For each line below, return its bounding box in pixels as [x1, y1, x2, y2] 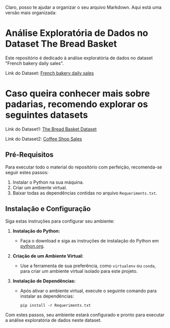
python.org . [20, 243, 45, 249]
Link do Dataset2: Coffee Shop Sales [5, 136, 82, 142]
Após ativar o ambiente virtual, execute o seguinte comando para [20, 288, 157, 294]
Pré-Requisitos [5, 150, 54, 159]
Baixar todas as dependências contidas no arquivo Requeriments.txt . [12, 190, 157, 196]
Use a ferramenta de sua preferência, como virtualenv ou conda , [20, 263, 156, 269]
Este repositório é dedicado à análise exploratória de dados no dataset [5, 55, 153, 61]
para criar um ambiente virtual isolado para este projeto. [20, 268, 138, 274]
